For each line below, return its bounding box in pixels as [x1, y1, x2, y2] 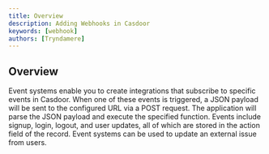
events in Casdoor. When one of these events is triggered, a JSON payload [8, 95, 259, 105]
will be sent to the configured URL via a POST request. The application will [8, 103, 257, 113]
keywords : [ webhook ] [8, 27, 79, 35]
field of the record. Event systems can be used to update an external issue [8, 129, 257, 139]
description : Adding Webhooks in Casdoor [8, 19, 151, 28]
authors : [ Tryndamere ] [8, 34, 85, 43]
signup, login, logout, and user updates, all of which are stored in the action [8, 121, 261, 130]
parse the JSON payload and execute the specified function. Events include [8, 112, 262, 122]
